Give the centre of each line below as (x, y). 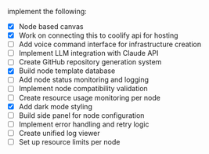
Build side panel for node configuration (81, 115)
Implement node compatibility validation (83, 89)
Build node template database (67, 71)
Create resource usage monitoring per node (90, 97)
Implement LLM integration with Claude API (88, 53)
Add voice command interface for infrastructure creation (110, 44)
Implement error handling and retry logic (84, 124)
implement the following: (47, 11)
